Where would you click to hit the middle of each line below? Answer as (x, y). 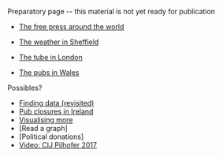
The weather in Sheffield (59, 42)
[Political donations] (51, 136)
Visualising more (46, 120)
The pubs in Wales (49, 73)
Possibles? (25, 88)
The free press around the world (71, 26)
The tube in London (51, 57)
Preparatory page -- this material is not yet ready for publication (111, 11)
